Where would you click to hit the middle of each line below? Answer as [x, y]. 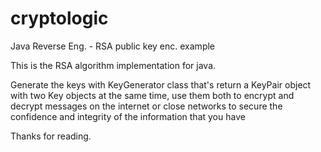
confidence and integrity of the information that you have [128, 116]
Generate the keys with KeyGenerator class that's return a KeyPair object [161, 84]
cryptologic [59, 18]
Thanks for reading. [51, 136]
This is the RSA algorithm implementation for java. [113, 65]
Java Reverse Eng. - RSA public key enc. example [113, 46]
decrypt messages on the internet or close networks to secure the [146, 106]
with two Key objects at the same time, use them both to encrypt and [152, 95]
